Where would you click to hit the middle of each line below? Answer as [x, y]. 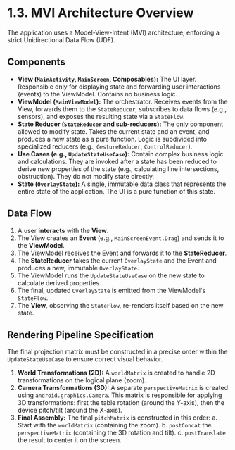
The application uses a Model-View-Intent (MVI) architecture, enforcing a [114, 32]
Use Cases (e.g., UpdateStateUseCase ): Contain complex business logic [120, 154]
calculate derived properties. [59, 282]
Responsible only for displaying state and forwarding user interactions [119, 87]
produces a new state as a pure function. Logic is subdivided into [112, 139]
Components [36, 62]
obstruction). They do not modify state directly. [86, 176]
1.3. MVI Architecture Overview [101, 13]
